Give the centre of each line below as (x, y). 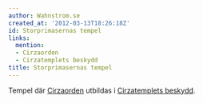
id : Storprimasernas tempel (55, 30)
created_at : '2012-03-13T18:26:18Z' (69, 23)
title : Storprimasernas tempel (60, 68)
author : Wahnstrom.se (44, 16)
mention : (30, 46)
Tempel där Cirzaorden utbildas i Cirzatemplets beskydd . (102, 90)
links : (19, 38)
